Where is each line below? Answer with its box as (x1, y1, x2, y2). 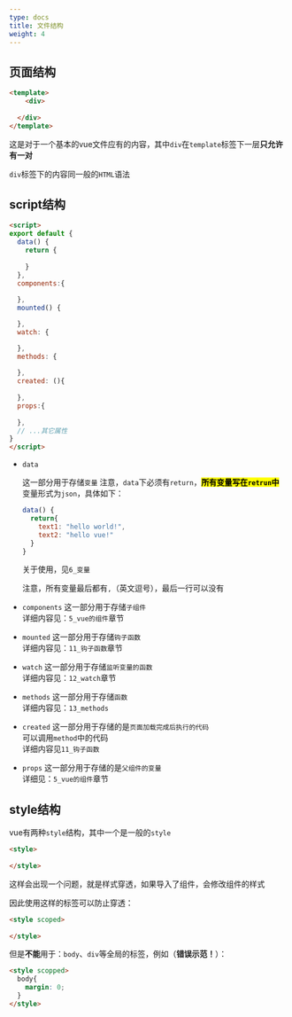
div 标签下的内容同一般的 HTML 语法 (9, 168, 131, 179)
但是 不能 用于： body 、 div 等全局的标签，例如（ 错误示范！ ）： (9, 949, 227, 959)
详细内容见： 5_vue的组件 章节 (21, 613, 125, 623)
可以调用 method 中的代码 (21, 732, 109, 743)
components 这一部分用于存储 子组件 (21, 602, 147, 613)
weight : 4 (9, 29, 46, 38)
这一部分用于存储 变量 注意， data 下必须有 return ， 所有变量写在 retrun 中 (21, 477, 280, 488)
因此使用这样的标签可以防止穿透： (9, 897, 134, 908)
